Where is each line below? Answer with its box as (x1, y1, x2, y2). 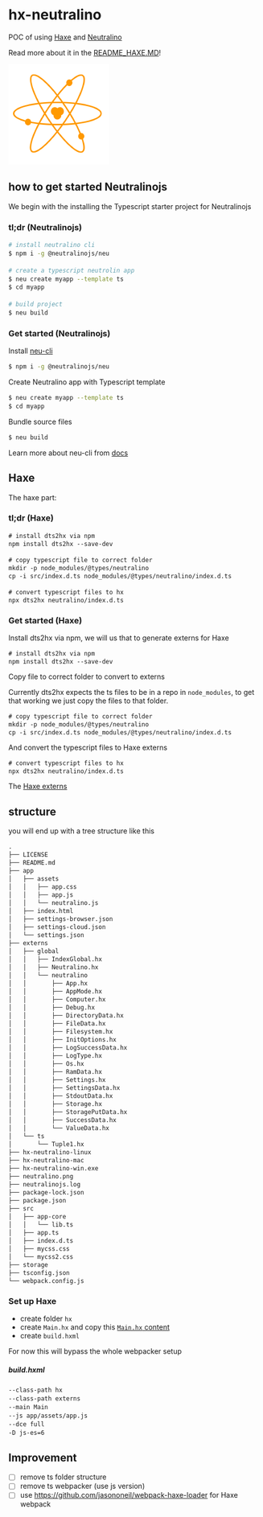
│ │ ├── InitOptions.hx (8, 1035, 117, 1043)
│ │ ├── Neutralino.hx (8, 963, 99, 971)
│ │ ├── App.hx (8, 979, 88, 987)
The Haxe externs (8, 782, 68, 791)
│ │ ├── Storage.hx (8, 1100, 103, 1108)
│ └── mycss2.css (8, 1252, 74, 1260)
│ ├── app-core (8, 1212, 67, 1220)
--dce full (8, 1420, 45, 1429)
